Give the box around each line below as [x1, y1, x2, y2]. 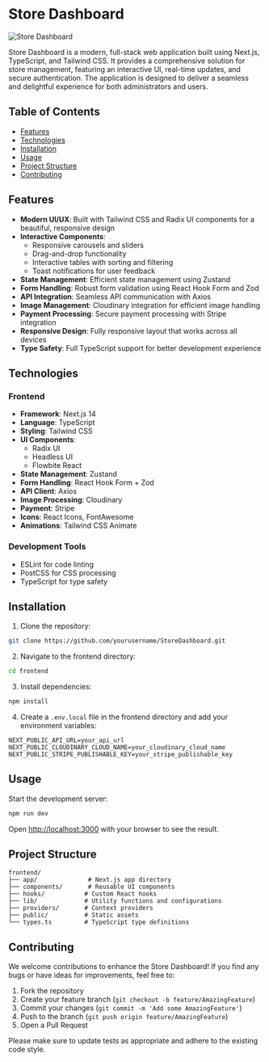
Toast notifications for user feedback [32, 266, 156, 276]
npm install [8, 697, 48, 706]
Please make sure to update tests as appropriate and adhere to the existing [8, 1036, 258, 1046]
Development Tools [8, 541, 86, 552]
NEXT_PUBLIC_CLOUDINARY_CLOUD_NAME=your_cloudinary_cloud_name [8, 743, 226, 752]
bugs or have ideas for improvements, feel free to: [8, 971, 175, 980]
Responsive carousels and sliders [32, 240, 144, 250]
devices [19, 335, 47, 344]
